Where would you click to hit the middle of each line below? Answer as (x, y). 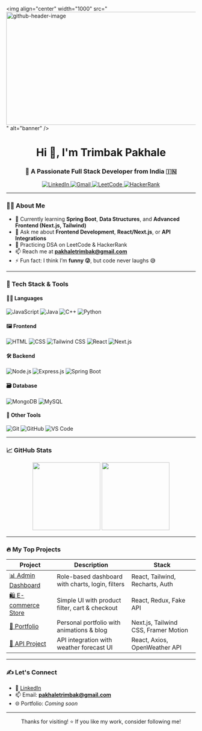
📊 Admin (22, 575)
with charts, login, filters (91, 584)
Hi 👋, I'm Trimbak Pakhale (101, 153)
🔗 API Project (28, 644)
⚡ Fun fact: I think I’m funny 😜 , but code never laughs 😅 (85, 260)
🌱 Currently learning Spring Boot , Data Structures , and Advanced (97, 219)
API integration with (84, 640)
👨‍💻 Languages (25, 299)
